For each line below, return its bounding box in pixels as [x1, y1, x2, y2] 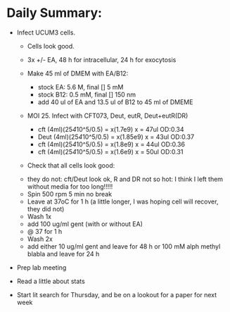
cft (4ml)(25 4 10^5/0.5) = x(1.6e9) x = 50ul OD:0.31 [37, 147, 184, 156]
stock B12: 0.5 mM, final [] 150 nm [37, 90, 136, 99]
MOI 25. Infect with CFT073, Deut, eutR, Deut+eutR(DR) [27, 111, 189, 120]
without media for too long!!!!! [27, 182, 113, 191]
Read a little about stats [16, 277, 85, 285]
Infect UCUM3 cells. [16, 28, 75, 37]
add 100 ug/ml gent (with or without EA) [27, 220, 143, 228]
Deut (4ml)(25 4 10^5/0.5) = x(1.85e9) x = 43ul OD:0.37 [37, 132, 195, 141]
